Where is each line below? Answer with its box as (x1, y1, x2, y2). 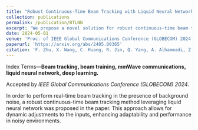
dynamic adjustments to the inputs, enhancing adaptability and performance (6, 111, 192, 118)
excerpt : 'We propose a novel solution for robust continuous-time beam (6, 25, 189, 31)
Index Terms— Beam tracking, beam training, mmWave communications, (6, 63, 186, 70)
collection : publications (6, 14, 70, 20)
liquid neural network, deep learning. (6, 69, 99, 76)
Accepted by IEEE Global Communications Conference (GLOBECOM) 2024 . (6, 81, 190, 88)
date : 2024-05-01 (6, 31, 49, 36)
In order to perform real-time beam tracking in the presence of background (6, 92, 189, 99)
